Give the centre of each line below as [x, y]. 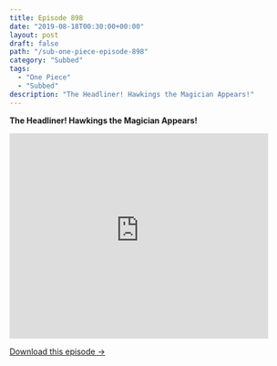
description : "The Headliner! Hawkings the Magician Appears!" [132, 94]
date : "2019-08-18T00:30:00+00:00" [77, 26]
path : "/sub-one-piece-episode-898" [79, 52]
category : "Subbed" [46, 60]
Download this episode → [57, 351]
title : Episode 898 [46, 18]
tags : [20, 69]
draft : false [34, 43]
